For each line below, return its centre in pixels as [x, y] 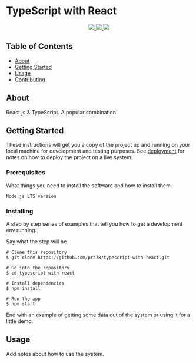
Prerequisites [26, 173]
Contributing [30, 79]
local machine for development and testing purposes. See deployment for [95, 151]
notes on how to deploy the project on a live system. [69, 157]
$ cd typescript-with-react [41, 273]
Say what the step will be [36, 241]
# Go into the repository [38, 268]
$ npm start [21, 304]
